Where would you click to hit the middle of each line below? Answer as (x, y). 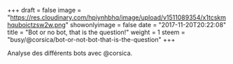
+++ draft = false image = (44, 10)
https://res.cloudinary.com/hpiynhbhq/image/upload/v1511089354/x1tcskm (118, 17)
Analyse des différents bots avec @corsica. (70, 53)
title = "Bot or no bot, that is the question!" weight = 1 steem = (96, 32)
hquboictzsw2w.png (37, 25)
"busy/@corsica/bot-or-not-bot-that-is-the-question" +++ (91, 40)
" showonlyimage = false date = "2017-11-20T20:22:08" (146, 25)
